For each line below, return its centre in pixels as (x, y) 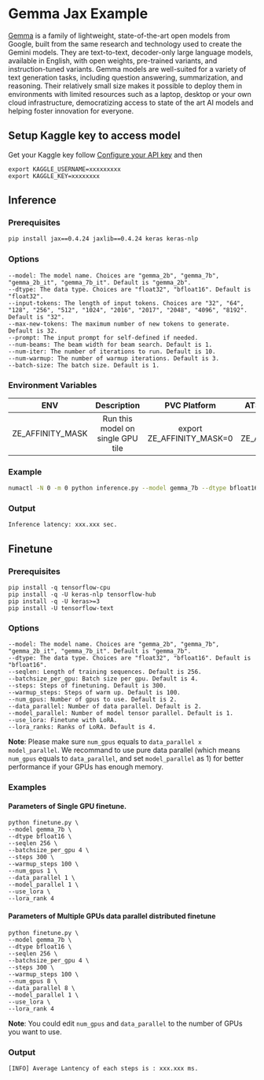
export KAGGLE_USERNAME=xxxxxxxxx (65, 169)
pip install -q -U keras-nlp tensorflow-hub (82, 595)
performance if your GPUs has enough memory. (86, 767)
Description (117, 405)
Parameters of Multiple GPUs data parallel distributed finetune (112, 916)
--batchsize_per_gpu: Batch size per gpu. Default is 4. (103, 679)
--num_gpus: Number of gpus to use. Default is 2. (93, 700)
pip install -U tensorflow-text (61, 609)
